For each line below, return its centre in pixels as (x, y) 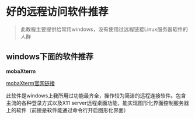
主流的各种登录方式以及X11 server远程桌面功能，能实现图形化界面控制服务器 (97, 103)
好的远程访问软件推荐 (58, 12)
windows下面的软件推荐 (50, 57)
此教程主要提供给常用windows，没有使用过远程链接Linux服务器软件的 (104, 29)
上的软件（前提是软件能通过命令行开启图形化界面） (67, 110)
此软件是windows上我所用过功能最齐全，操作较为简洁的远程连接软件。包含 (96, 95)
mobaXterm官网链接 (31, 83)
